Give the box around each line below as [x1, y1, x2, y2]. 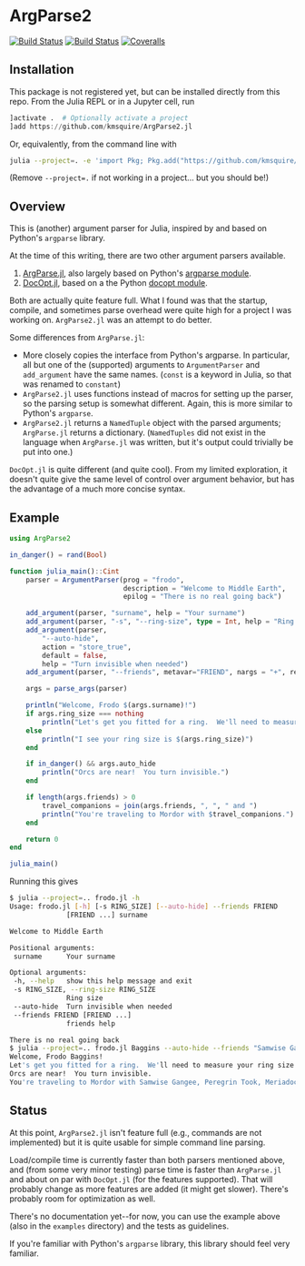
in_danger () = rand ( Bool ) [9, 550, 107, 560]
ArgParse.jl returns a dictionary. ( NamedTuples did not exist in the [22, 427, 266, 438]
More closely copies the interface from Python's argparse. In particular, [22, 349, 290, 360]
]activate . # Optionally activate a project [9, 113, 189, 123]
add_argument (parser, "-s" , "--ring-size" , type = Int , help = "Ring [25, 617, 295, 626]
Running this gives [9, 876, 79, 887]
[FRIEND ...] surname [66, 910, 148, 919]
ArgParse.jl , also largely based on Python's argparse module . [22, 268, 252, 279]
